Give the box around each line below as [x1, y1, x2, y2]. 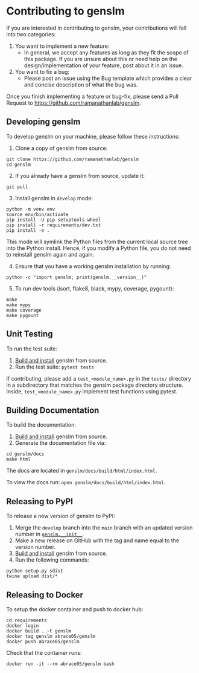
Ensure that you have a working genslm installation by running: [14, 262, 171, 270]
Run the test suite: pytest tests [14, 363, 95, 370]
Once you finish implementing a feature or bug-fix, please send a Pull [6, 93, 179, 100]
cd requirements [6, 617, 47, 623]
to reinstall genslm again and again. [6, 251, 95, 258]
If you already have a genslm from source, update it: [14, 172, 145, 179]
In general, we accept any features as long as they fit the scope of [24, 48, 189, 56]
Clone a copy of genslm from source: [14, 144, 108, 152]
